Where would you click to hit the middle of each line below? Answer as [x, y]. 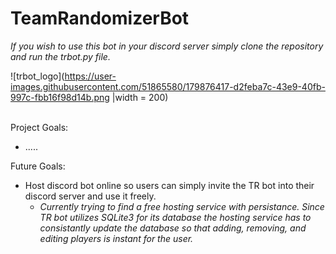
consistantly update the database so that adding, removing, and [173, 228]
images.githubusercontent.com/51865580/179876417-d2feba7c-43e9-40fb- [168, 86]
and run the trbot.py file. [60, 56]
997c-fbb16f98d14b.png [60, 97]
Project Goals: [39, 127]
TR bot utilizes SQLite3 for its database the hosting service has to [175, 217]
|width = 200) [140, 97]
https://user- [90, 76]
